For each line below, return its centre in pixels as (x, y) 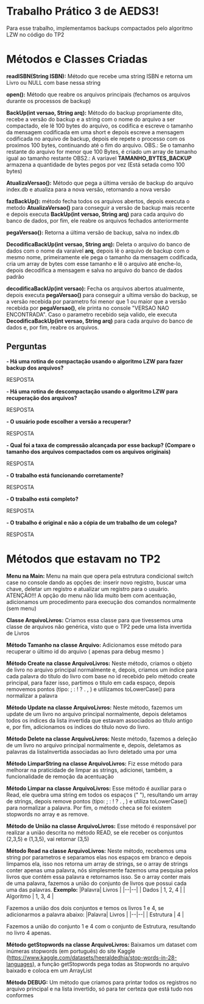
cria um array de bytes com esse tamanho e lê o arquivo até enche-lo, (94, 264)
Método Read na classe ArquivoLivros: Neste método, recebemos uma (97, 851)
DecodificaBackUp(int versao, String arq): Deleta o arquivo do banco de (98, 244)
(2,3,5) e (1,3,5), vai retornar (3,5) (48, 839)
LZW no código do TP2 (35, 34)
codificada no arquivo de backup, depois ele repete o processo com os (96, 138)
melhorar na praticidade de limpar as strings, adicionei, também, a (89, 770)
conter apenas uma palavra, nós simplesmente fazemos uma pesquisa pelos (102, 870)
